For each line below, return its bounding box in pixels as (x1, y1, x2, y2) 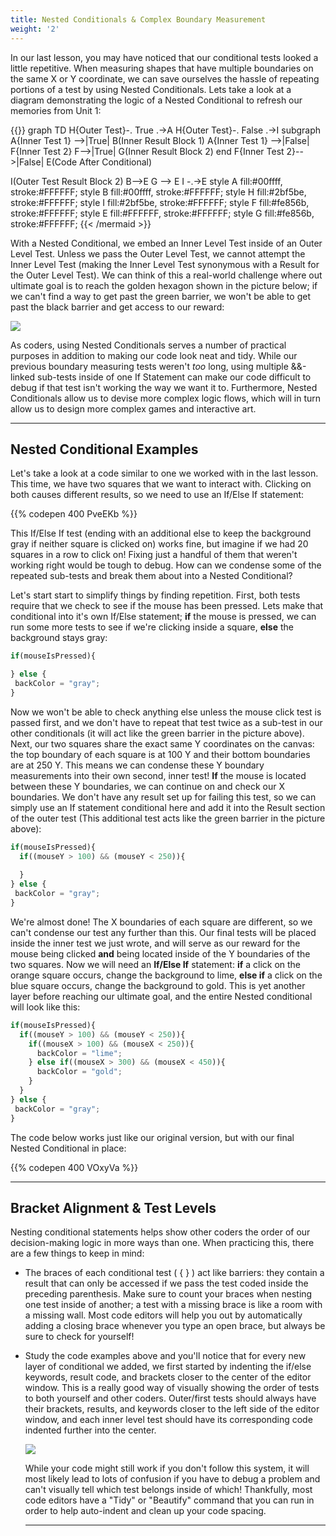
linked (10, 371, 36, 383)
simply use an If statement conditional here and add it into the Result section (10, 801, 326, 813)
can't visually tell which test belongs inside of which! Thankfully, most (24, 1484, 313, 1496)
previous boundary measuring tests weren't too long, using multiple (10, 360, 289, 372)
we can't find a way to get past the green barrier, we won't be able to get (10, 290, 311, 302)
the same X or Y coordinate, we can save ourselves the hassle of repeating (10, 72, 320, 85)
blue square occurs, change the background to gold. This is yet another (10, 979, 306, 991)
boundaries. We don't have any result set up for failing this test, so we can (10, 791, 317, 803)
